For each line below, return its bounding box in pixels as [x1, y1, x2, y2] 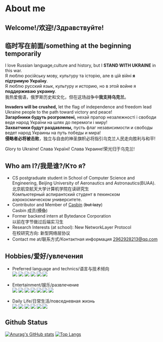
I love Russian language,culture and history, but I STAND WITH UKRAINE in [5, 62, 156, 68]
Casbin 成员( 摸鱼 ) [12, 208, 48, 214]
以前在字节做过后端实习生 [12, 219, 64, 225]
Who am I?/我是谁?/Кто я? [5, 161, 86, 170]
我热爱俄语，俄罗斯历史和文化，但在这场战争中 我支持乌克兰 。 [5, 94, 129, 100]
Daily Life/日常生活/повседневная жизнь [12, 298, 95, 304]
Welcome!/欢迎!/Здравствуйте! [5, 23, 104, 32]
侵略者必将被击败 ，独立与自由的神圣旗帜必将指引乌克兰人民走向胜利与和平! [5, 136, 156, 141]
